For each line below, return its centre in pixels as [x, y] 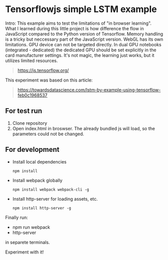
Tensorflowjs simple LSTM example [81, 9]
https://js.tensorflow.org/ [43, 70]
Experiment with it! [25, 252]
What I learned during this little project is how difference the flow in [75, 28]
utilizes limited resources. [32, 60]
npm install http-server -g [42, 208]
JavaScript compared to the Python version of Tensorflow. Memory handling [84, 34]
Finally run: [17, 217]
